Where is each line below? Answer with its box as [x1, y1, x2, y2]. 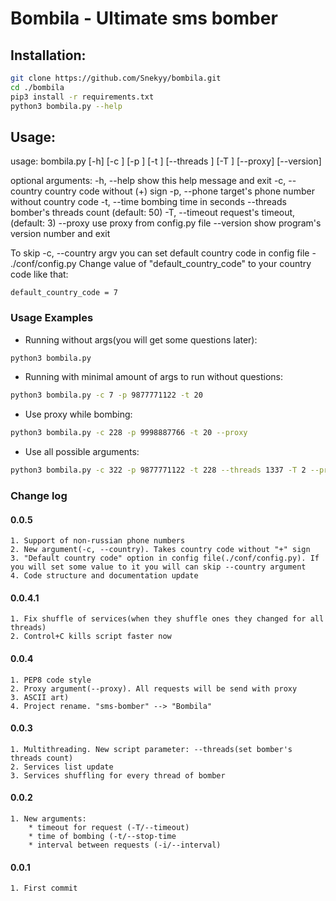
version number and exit [10, 228, 111, 240]
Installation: [10, 47, 87, 64]
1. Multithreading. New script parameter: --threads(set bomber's [10, 744, 293, 754]
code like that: [10, 268, 69, 281]
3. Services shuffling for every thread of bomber [10, 770, 226, 781]
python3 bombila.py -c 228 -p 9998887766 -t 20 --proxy [10, 428, 248, 438]
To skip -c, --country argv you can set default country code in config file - [10, 247, 317, 259]
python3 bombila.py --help [10, 101, 123, 111]
